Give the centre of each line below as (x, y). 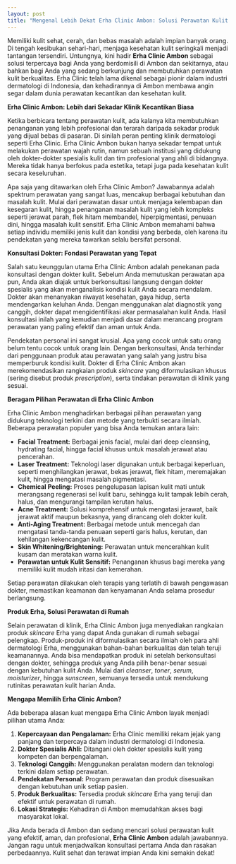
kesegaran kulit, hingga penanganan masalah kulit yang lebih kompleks (111, 209)
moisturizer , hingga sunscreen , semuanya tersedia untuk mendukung (108, 677)
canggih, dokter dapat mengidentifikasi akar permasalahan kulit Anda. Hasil (117, 312)
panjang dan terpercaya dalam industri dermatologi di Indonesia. (111, 741)
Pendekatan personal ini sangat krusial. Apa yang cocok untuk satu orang (114, 341)
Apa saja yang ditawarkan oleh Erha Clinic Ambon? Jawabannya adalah (111, 187)
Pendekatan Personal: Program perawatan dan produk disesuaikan (116, 779)
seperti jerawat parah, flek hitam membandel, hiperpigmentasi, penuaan (112, 217)
